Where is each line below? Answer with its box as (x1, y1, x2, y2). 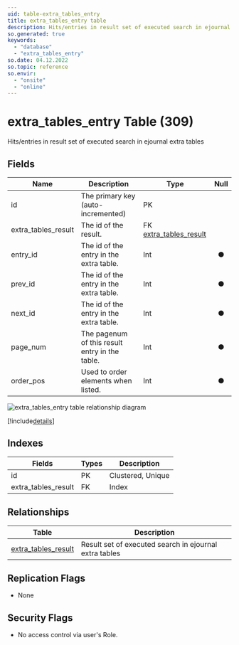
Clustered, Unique (109, 470, 170, 480)
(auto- (80, 200, 104, 210)
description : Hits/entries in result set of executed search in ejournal (7, 23, 231, 31)
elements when (80, 376, 132, 385)
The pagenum (80, 329, 128, 339)
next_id (11, 309, 36, 318)
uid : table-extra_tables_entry (7, 10, 100, 18)
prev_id (11, 279, 36, 289)
